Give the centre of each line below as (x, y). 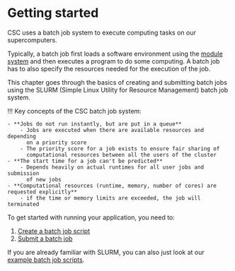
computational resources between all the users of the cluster (121, 155)
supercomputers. (33, 40)
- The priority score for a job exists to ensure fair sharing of (120, 149)
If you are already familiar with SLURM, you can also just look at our (106, 252)
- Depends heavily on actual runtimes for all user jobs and (112, 167)
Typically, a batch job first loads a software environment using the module (115, 54)
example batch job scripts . (46, 260)
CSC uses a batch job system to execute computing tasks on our (102, 32)
